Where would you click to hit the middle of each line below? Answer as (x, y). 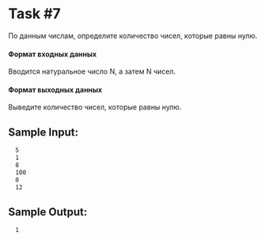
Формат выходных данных (55, 90)
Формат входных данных (53, 54)
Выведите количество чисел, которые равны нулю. (95, 107)
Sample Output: (48, 212)
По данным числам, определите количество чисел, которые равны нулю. (133, 36)
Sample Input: (44, 132)
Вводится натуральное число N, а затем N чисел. (92, 71)
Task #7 (34, 14)
